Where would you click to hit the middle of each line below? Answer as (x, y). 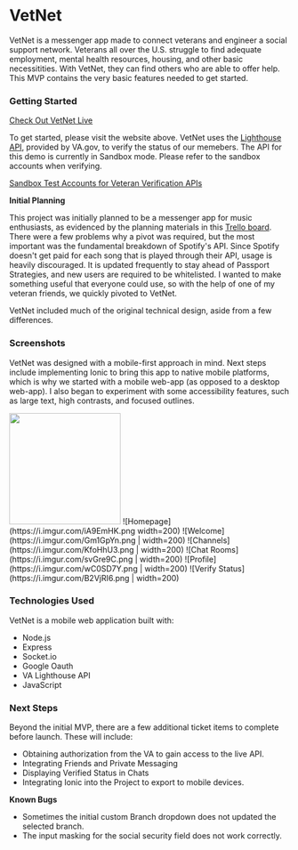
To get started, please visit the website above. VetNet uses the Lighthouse (145, 138)
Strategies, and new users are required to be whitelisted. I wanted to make (145, 275)
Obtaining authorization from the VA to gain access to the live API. (143, 754)
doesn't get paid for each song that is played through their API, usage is (141, 255)
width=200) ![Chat (175, 549)
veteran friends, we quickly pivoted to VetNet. (93, 294)
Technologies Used (52, 601)
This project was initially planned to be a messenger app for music (131, 218)
